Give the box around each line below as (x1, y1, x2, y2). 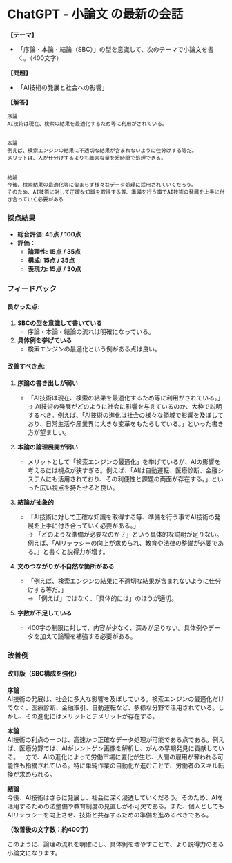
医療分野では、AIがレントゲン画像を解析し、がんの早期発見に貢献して (19, 744, 219, 752)
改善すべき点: (7, 362, 46, 370)
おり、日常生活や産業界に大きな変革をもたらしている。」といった (27, 419, 212, 427)
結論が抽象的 (17, 498, 54, 506)
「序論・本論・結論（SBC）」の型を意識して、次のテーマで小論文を (17, 45, 209, 53)
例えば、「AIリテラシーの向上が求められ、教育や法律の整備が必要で (27, 539, 218, 547)
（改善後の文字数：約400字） (7, 825, 93, 833)
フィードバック (7, 284, 57, 294)
